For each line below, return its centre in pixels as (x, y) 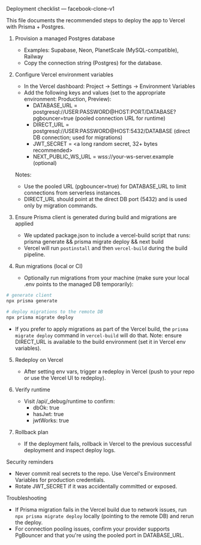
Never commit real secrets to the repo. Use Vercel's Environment (95, 473)
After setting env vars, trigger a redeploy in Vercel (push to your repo (109, 371)
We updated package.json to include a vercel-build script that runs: (107, 235)
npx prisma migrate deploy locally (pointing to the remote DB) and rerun (104, 516)
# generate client (29, 295)
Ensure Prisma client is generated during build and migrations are (96, 217)
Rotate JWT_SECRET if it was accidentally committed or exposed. (96, 486)
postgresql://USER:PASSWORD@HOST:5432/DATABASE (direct (111, 131)
